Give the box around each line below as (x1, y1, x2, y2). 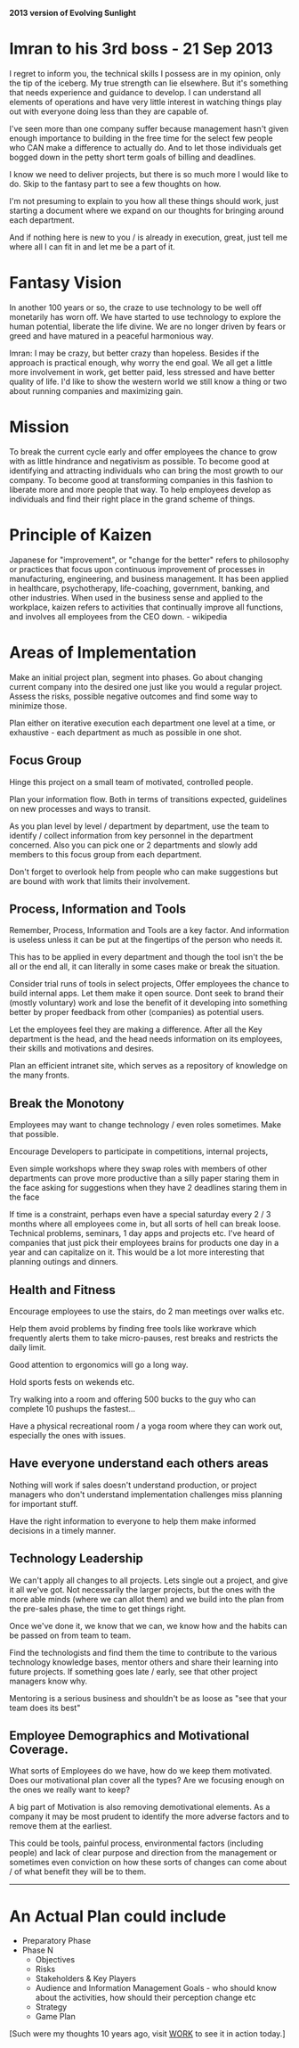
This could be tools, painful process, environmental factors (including (9, 1838, 264, 1848)
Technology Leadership (9, 1551, 144, 1567)
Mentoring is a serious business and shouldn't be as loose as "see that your (9, 1692, 287, 1703)
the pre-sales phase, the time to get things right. (9, 1603, 187, 1614)
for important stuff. (9, 1498, 78, 1509)
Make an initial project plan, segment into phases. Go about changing (9, 672, 263, 683)
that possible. (9, 1129, 60, 1140)
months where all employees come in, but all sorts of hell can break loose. (9, 1218, 281, 1229)
